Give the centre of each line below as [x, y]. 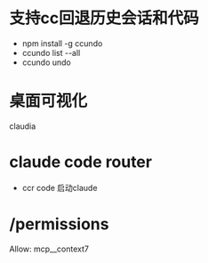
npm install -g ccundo [62, 43]
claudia [23, 126]
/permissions [59, 224]
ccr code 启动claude [60, 187]
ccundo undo [46, 62]
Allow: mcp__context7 [49, 249]
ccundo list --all [51, 52]
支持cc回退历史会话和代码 [104, 18]
